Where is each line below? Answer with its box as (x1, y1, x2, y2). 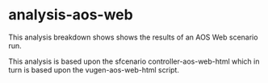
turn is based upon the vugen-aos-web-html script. (8, 64, 180, 74)
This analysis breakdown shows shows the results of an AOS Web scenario (8, 32, 258, 42)
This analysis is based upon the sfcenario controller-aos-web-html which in (8, 56, 260, 66)
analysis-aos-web (8, 6, 133, 24)
